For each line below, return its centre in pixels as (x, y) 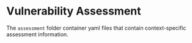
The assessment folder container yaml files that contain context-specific (96, 28)
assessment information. (37, 34)
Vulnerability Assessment (74, 11)
